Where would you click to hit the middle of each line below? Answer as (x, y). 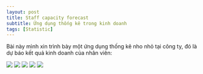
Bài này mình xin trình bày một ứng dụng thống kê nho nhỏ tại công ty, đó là (102, 46)
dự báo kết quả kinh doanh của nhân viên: (59, 53)
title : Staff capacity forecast (47, 18)
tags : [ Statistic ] (30, 29)
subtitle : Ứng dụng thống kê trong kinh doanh (67, 23)
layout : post (23, 12)
